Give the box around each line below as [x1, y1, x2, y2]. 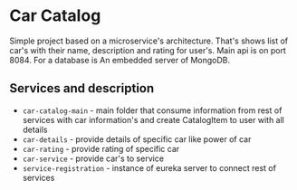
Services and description [9, 81, 155, 96]
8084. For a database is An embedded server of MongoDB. [9, 54, 231, 65]
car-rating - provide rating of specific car [22, 143, 180, 154]
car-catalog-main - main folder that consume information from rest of [22, 105, 283, 116]
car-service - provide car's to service [22, 153, 165, 164]
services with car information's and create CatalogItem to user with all [22, 114, 285, 125]
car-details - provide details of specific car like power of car [22, 133, 252, 145]
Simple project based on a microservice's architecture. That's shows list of [9, 35, 289, 46]
